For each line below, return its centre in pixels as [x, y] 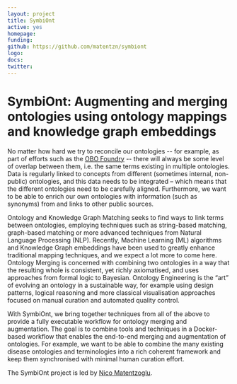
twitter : [20, 66]
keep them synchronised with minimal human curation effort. [96, 359]
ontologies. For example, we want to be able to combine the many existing [116, 344]
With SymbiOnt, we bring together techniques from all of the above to [109, 314]
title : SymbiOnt [31, 21]
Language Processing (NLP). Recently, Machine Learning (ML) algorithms [115, 240]
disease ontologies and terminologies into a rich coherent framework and [114, 351]
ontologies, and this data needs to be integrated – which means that [128, 181]
